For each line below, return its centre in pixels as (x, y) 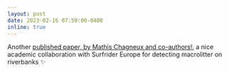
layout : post (27, 14)
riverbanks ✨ (27, 62)
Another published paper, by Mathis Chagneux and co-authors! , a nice (111, 47)
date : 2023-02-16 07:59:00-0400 (55, 20)
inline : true (27, 27)
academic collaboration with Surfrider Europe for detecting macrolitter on (115, 54)
